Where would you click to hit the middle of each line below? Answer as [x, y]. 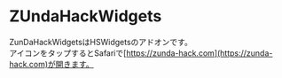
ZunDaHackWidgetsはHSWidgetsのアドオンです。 [101, 42]
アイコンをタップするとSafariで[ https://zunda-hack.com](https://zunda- [141, 53]
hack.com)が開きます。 [52, 64]
